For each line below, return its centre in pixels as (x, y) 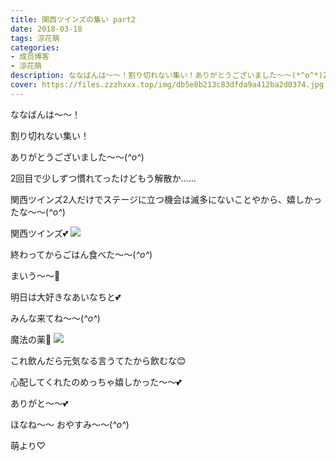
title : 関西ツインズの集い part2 (73, 19)
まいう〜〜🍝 (35, 275)
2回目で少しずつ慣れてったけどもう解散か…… (103, 178)
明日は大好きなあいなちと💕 (66, 297)
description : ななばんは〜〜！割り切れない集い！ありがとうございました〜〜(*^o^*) (166, 76)
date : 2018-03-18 (46, 29)
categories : (35, 47)
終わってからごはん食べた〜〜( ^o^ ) (81, 254)
